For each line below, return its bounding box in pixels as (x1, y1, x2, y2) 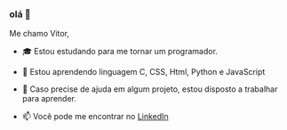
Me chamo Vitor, (9, 28, 69, 39)
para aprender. (21, 93, 77, 104)
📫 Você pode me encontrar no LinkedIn (21, 111, 169, 122)
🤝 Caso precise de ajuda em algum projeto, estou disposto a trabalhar (21, 84, 278, 94)
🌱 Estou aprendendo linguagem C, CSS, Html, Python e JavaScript (21, 67, 266, 77)
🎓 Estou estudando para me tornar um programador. (21, 46, 218, 57)
